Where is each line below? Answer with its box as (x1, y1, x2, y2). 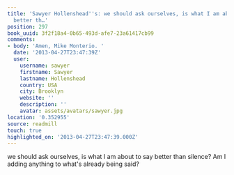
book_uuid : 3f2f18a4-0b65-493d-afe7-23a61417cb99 (7, 29, 155, 37)
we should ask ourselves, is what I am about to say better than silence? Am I (7, 153, 226, 161)
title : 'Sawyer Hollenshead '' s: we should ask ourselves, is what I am (7, 10, 219, 17)
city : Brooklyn (19, 88, 64, 95)
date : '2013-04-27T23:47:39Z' (13, 50, 101, 56)
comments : (7, 36, 36, 43)
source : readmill (7, 120, 58, 128)
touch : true (7, 127, 42, 134)
